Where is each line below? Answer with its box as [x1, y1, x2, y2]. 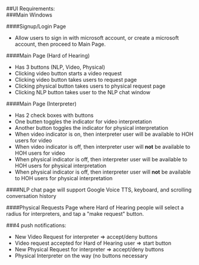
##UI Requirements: [6, 5, 55, 12]
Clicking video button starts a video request [14, 70, 122, 76]
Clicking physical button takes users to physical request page [14, 82, 166, 90]
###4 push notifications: [6, 222, 67, 229]
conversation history [6, 193, 56, 199]
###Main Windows [6, 11, 52, 18]
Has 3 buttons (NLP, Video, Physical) [14, 63, 106, 71]
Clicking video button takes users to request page [14, 76, 137, 83]
